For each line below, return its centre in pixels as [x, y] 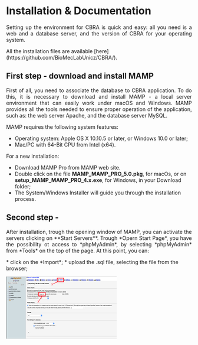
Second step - [32, 218]
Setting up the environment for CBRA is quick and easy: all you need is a [99, 27]
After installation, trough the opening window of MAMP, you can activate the [99, 232]
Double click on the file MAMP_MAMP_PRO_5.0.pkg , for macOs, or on [100, 174]
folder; [23, 186]
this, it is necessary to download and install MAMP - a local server [99, 96]
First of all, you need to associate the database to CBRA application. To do [99, 90]
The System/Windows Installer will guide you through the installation [98, 193]
